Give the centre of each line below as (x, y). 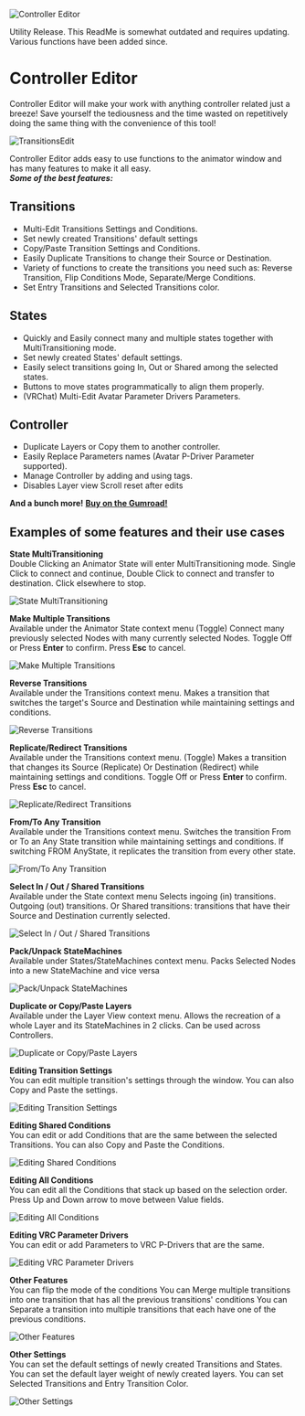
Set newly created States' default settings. (102, 357)
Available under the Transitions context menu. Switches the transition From (151, 832)
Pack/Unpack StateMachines (66, 952)
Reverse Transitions (48, 683)
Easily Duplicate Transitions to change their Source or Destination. (147, 258)
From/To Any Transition (55, 822)
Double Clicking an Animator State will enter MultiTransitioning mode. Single (153, 564)
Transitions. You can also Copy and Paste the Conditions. (117, 1145)
